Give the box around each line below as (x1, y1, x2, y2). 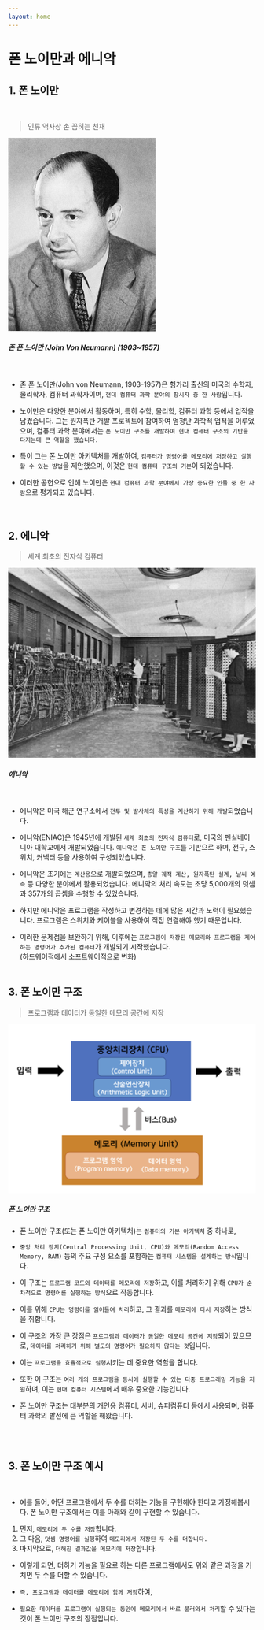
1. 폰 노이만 (8, 84, 59, 98)
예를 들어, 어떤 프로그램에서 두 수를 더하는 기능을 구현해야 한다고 (19, 1497, 217, 1506)
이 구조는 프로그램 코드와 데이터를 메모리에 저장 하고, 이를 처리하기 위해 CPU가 (19, 1277, 244, 1287)
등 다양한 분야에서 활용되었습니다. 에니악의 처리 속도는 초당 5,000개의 (27, 878, 241, 888)
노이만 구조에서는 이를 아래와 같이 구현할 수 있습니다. (38, 1507, 200, 1517)
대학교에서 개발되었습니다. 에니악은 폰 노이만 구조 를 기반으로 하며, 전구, (34, 842, 247, 852)
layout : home (8, 13, 51, 20)
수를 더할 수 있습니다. (42, 1570, 108, 1580)
